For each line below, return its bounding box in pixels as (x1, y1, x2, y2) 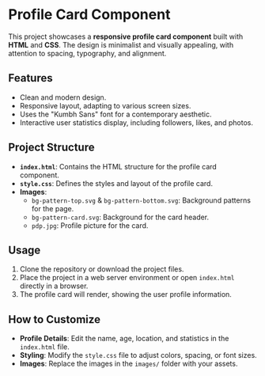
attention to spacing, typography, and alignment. (8, 48, 167, 58)
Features (8, 71, 53, 85)
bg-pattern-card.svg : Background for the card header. (31, 212, 210, 222)
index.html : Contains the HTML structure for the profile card (19, 161, 218, 171)
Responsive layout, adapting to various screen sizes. (19, 101, 191, 110)
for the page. (31, 203, 74, 213)
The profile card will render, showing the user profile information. (19, 290, 232, 299)
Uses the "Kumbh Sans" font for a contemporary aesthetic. (19, 109, 212, 119)
